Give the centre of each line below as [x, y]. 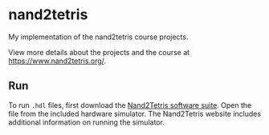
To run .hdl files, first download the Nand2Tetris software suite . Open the [130, 105]
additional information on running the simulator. [86, 122]
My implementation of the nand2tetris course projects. [98, 37]
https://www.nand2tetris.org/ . [57, 61]
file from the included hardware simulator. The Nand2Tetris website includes [135, 113]
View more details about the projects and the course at [99, 52]
